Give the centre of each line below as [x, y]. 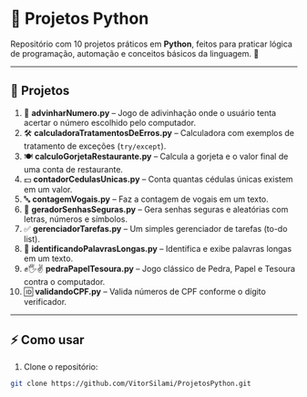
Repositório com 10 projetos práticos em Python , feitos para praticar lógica [151, 44]
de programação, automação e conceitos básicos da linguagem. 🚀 [135, 53]
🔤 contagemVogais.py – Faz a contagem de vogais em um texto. [146, 199]
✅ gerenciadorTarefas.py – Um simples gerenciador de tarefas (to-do [155, 228]
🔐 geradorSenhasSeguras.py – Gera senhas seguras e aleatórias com [156, 209]
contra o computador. [64, 281]
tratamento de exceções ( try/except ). [95, 146]
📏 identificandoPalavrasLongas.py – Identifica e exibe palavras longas [158, 248]
